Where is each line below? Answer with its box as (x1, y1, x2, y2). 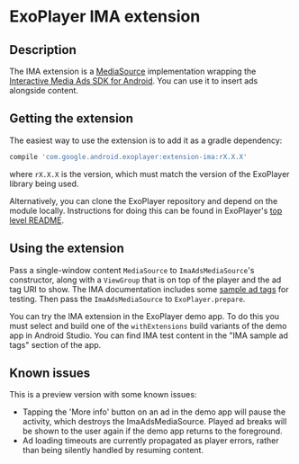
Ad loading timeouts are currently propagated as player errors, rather (22, 435, 279, 446)
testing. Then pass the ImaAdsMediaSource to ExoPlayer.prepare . (9, 293, 246, 304)
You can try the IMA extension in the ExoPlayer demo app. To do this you (9, 310, 280, 321)
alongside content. (9, 85, 79, 95)
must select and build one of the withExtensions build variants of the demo (9, 320, 287, 331)
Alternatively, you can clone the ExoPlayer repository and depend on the (9, 195, 278, 206)
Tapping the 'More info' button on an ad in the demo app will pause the (22, 406, 286, 417)
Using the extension (9, 241, 124, 256)
